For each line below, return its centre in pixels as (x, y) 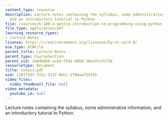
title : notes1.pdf (24, 70)
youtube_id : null (28, 93)
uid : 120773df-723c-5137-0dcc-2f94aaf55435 (51, 75)
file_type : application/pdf (34, 28)
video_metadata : (22, 89)
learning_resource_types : (32, 33)
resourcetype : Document (30, 65)
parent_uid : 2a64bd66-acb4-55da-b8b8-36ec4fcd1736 (59, 61)
